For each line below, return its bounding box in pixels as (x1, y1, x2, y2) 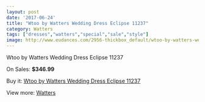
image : (6, 37, 23, 43)
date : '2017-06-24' (6, 15, 56, 21)
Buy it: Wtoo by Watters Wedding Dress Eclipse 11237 (6, 77, 141, 84)
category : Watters (6, 25, 53, 32)
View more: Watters (6, 89, 56, 96)
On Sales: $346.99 (6, 66, 55, 73)
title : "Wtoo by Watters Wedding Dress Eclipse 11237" (6, 20, 149, 26)
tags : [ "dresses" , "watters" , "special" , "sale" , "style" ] (6, 32, 149, 38)
